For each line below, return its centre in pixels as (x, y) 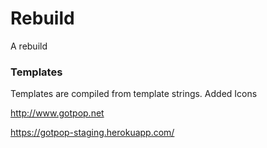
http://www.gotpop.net (57, 113)
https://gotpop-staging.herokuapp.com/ (92, 133)
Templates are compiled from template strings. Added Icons (134, 94)
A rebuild (29, 46)
